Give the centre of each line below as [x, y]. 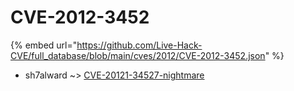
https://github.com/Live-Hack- [139, 45]
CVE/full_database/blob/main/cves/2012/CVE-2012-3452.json [138, 55]
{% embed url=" [44, 45]
